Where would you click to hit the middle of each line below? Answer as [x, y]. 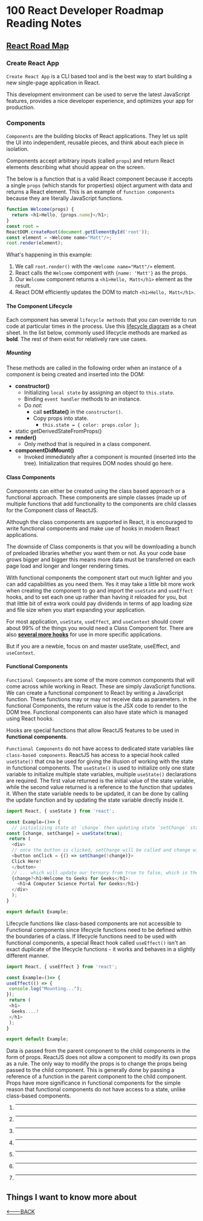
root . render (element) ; [35, 243]
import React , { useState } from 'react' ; [60, 811]
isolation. [18, 149]
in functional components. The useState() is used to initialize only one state [101, 768]
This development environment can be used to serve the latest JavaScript [98, 94]
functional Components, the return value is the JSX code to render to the [97, 705]
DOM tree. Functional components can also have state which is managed [97, 712]
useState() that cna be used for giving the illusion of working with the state [100, 761]
